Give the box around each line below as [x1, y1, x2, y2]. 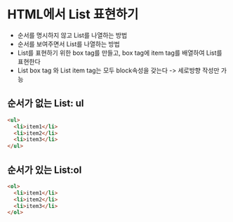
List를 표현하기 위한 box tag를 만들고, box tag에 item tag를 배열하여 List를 [17, 48, 222, 57]
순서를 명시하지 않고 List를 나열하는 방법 [17, 31, 128, 39]
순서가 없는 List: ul [7, 98, 84, 110]
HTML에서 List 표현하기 [7, 6, 139, 22]
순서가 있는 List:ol [7, 164, 82, 176]
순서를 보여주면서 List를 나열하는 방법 [17, 39, 121, 48]
